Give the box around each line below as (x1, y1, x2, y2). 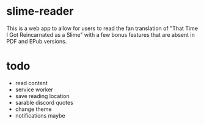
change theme (15, 105, 52, 113)
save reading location (15, 92, 70, 99)
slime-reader (6, 4, 74, 18)
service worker (15, 86, 54, 93)
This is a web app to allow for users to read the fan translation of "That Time (6, 25, 199, 32)
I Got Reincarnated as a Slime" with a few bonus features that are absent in (6, 31, 195, 38)
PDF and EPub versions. (6, 37, 67, 45)
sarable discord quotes (15, 99, 73, 106)
